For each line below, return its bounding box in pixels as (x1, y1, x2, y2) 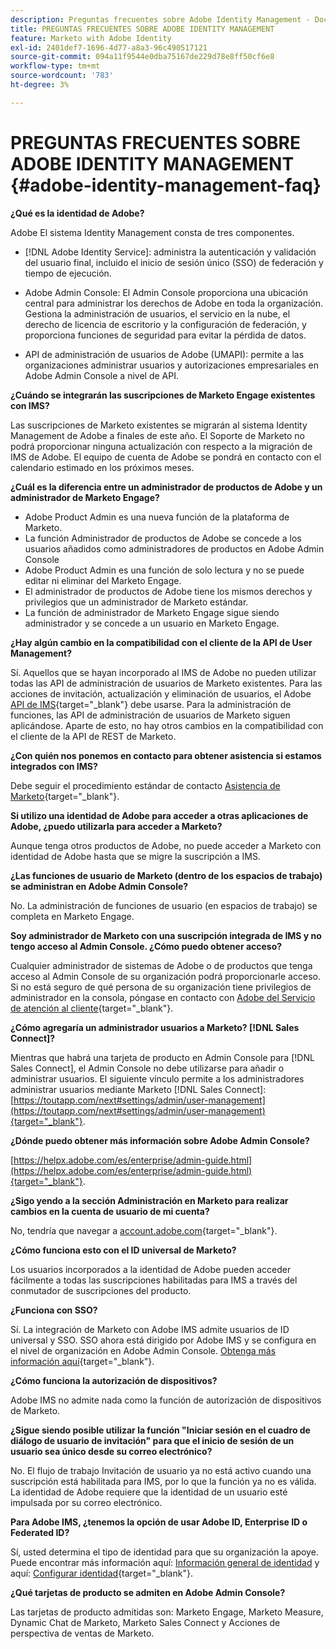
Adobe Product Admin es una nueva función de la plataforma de (24, 511, 290, 523)
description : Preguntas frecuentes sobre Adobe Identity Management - (10, 14, 311, 25)
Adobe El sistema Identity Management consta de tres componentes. (10, 226, 295, 238)
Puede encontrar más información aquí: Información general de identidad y (10, 1556, 320, 1568)
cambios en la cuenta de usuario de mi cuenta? (10, 1205, 210, 1217)
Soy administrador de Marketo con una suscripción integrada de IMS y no (10, 929, 322, 941)
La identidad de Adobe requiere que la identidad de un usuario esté (10, 1486, 288, 1498)
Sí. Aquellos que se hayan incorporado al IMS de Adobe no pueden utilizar (10, 666, 317, 678)
